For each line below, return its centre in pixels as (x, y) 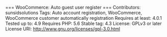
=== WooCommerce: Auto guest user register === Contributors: (73, 7)
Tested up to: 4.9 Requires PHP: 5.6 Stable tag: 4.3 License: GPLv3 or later (83, 23)
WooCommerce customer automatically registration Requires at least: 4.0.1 (83, 18)
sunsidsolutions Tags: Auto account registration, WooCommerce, (74, 13)
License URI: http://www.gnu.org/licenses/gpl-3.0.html (63, 29)
